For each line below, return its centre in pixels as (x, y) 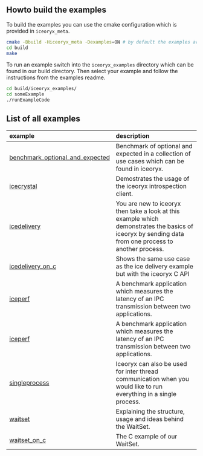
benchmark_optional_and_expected (60, 157)
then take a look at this (148, 211)
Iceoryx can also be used (151, 363)
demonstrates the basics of (154, 226)
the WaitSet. (133, 426)
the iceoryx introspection (151, 186)
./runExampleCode (28, 100)
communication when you (152, 379)
